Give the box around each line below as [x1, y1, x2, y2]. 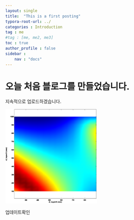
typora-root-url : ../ [5, 19, 51, 24]
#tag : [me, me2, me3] [5, 35, 53, 40]
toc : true [5, 41, 29, 46]
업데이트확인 [5, 209, 31, 215]
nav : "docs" [14, 57, 42, 62]
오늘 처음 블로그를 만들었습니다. [5, 80, 130, 92]
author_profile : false [5, 46, 56, 51]
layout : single [5, 8, 38, 13]
